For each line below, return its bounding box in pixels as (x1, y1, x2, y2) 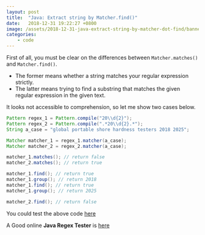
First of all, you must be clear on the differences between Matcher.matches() (6, 54, 198, 61)
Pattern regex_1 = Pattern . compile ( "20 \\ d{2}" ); (6, 115, 132, 121)
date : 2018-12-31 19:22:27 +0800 (6, 20, 97, 26)
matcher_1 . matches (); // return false (6, 154, 105, 160)
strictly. (15, 79, 34, 86)
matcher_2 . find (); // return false (6, 198, 97, 205)
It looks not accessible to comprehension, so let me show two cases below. (6, 103, 196, 110)
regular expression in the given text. (15, 92, 106, 99)
